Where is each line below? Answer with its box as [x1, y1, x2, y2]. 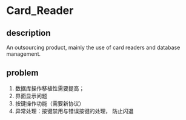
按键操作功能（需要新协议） [15, 99, 85, 107]
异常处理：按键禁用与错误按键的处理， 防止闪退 [15, 107, 134, 115]
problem [6, 68, 39, 78]
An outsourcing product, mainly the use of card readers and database [6, 44, 181, 51]
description [6, 28, 51, 38]
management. [6, 50, 41, 58]
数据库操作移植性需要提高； [15, 84, 85, 92]
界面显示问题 [15, 92, 47, 99]
